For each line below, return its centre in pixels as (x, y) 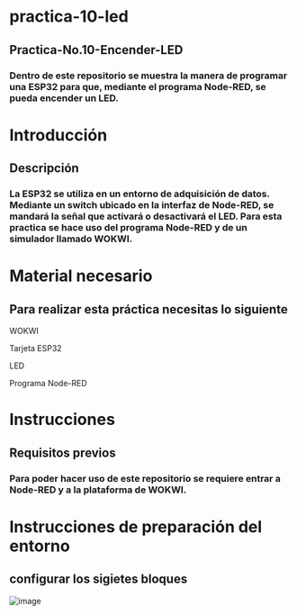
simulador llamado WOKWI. (71, 239)
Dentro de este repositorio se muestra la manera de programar (148, 76)
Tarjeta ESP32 (36, 348)
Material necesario (81, 276)
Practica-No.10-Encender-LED (96, 50)
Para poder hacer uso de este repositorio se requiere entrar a (145, 478)
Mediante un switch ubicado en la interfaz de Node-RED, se (142, 205)
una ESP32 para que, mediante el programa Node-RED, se (138, 86)
